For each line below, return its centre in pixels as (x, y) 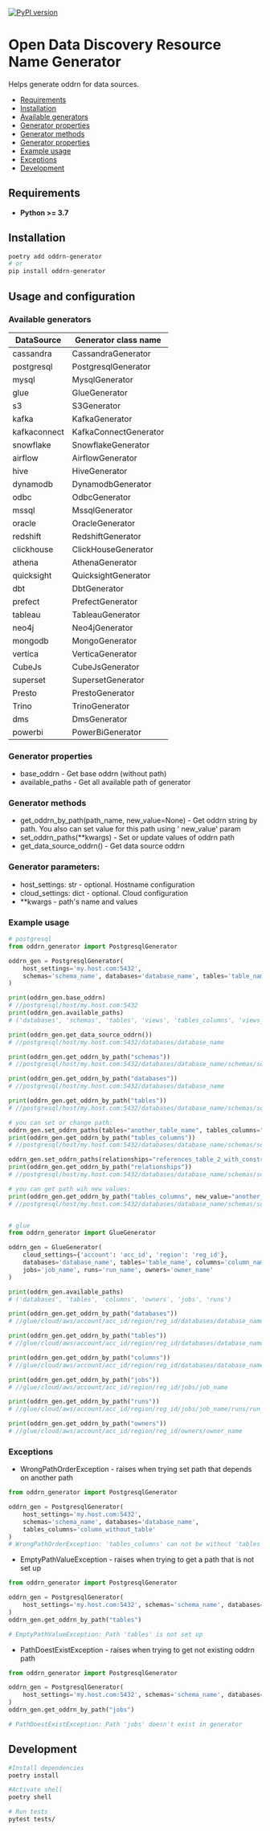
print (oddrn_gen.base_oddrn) (57, 998)
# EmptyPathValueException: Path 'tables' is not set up (106, 1634)
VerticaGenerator (104, 653)
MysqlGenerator (103, 379)
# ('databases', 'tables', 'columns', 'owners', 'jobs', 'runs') (120, 1299)
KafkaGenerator (102, 419)
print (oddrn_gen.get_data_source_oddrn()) (80, 1035)
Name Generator (65, 62)
